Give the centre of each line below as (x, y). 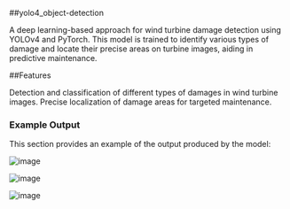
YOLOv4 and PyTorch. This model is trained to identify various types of (139, 39)
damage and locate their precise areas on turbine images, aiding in (131, 49)
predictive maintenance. (53, 58)
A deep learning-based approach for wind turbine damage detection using (145, 30)
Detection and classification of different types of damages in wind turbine (144, 93)
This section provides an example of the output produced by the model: (140, 144)
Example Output (45, 125)
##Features (30, 75)
